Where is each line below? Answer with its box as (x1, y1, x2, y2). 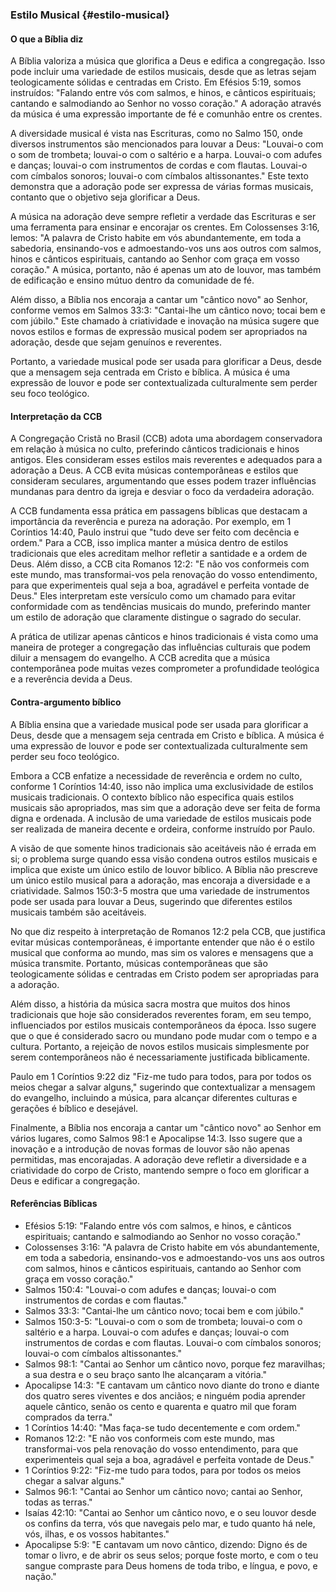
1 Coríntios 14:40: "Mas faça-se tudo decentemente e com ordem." (24, 1421, 301, 1433)
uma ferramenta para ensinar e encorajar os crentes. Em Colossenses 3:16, (10, 221, 320, 233)
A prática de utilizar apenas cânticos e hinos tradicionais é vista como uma (10, 631, 319, 643)
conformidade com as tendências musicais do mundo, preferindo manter (10, 601, 311, 613)
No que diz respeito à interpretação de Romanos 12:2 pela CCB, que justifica (10, 925, 326, 937)
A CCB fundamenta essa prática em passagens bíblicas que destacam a (10, 505, 308, 517)
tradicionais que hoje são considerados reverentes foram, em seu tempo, (10, 1008, 312, 1020)
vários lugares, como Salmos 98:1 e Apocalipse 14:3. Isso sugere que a (10, 1132, 303, 1144)
